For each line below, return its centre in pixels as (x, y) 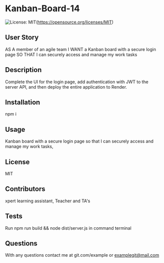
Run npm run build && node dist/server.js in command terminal (68, 228)
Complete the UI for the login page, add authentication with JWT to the (77, 82)
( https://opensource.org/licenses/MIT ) (75, 22)
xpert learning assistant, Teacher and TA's (48, 201)
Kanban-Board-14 (42, 9)
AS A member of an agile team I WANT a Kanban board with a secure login (81, 49)
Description (23, 70)
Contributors (25, 189)
